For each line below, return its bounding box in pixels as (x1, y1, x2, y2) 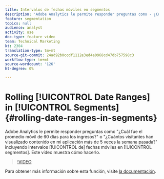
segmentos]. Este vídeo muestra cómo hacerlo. (5, 149, 101, 155)
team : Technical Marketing (5, 39, 60, 44)
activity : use (5, 30, 34, 35)
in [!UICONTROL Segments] (5, 102, 120, 113)
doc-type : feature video (5, 35, 56, 40)
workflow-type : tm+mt (5, 57, 49, 62)
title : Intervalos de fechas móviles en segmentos (5, 7, 110, 12)
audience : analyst (5, 25, 42, 30)
